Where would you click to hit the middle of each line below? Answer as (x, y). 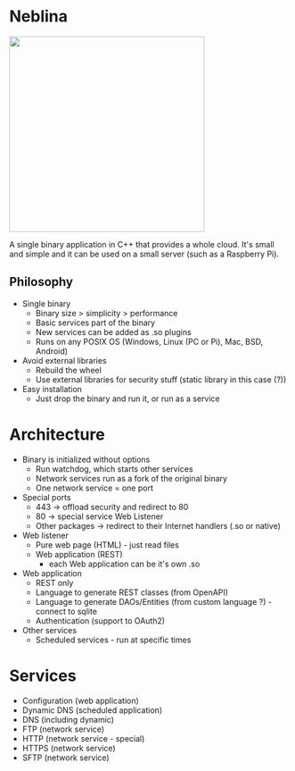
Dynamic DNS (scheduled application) (92, 710)
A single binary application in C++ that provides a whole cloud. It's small (142, 244)
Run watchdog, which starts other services (114, 469)
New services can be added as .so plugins (113, 331)
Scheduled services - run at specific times (113, 640)
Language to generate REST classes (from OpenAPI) (132, 592)
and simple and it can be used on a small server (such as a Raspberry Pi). (144, 254)
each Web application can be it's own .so (124, 564)
